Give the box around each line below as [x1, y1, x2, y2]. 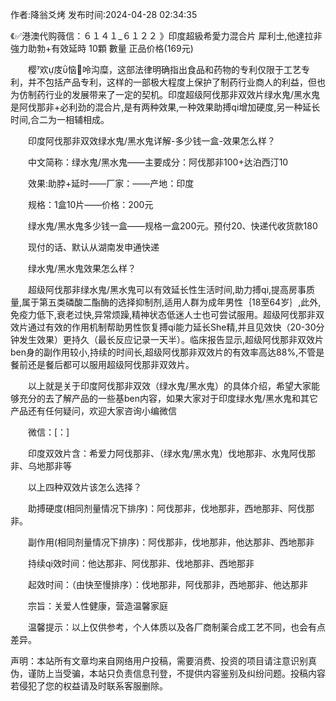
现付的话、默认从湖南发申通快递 [27, 241, 160, 253]
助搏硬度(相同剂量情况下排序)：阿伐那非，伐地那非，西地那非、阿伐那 [27, 503, 315, 514]
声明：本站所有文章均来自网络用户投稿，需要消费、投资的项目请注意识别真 [10, 655, 317, 667]
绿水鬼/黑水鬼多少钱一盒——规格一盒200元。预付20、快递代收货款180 [27, 220, 318, 232]
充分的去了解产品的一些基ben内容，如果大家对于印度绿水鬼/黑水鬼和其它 [18, 393, 319, 404]
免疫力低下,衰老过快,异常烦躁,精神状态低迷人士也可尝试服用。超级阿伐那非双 [10, 309, 325, 320]
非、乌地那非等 [10, 460, 72, 472]
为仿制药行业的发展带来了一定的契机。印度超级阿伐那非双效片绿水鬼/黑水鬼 [10, 89, 321, 100]
